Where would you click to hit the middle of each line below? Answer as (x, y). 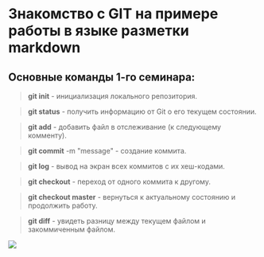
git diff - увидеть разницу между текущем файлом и (117, 221)
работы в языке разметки (99, 31)
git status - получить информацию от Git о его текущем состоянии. (142, 111)
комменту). (47, 135)
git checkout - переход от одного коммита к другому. (119, 181)
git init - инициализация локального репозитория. (112, 96)
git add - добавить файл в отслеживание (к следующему (124, 127)
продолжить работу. (62, 205)
